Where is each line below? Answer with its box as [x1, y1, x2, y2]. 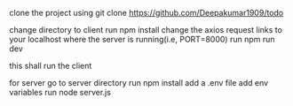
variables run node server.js [9, 87, 111, 97]
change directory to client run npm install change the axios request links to [9, 25, 282, 34]
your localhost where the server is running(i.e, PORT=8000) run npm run [9, 34, 275, 44]
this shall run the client [9, 61, 92, 71]
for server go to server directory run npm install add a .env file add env [9, 78, 269, 87]
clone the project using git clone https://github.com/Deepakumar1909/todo [9, 8, 284, 18]
